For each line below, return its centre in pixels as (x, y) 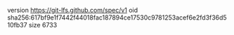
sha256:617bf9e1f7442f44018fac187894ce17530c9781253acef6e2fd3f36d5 (117, 17)
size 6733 (43, 25)
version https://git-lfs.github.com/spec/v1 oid (73, 10)
